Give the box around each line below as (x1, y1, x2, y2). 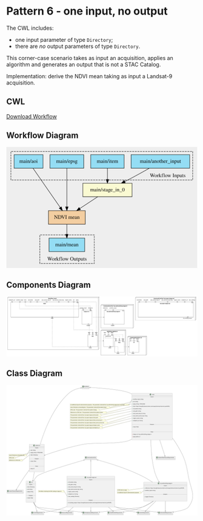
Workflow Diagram (6, 131, 79, 141)
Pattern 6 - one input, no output (6, 4, 168, 18)
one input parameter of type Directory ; (15, 36, 113, 43)
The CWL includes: (6, 24, 54, 32)
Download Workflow (6, 112, 58, 120)
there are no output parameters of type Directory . (15, 43, 141, 50)
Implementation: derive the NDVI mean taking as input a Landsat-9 (6, 72, 173, 80)
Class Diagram (6, 369, 62, 379)
